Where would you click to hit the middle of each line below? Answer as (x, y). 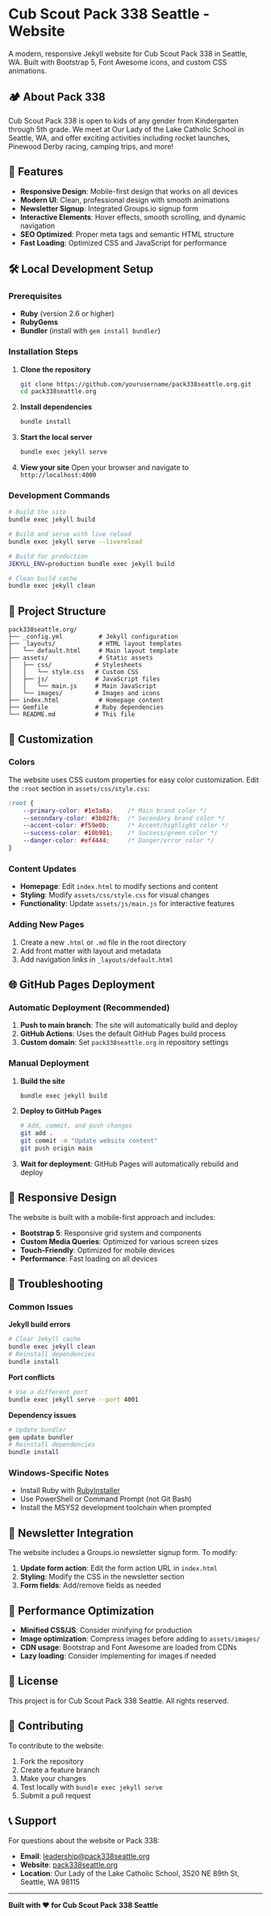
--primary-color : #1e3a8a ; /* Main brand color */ (115, 811)
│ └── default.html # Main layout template (94, 651)
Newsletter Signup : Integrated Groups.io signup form (109, 208)
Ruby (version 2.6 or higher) (67, 314)
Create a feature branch (60, 1770)
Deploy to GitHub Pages (61, 1111)
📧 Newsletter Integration (71, 1533)
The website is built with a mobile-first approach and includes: (112, 1217)
